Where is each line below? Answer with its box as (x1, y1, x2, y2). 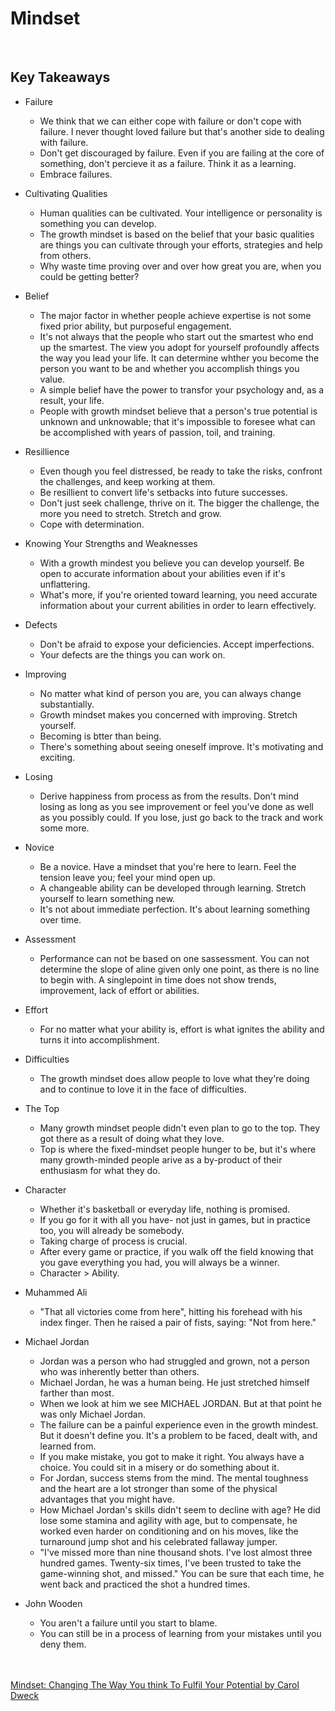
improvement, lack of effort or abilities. (39, 984, 200, 996)
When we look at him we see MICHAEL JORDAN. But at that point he (39, 1397, 322, 1409)
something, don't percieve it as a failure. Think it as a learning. (39, 157, 297, 169)
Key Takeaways (10, 69, 111, 86)
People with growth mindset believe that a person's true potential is (39, 405, 318, 417)
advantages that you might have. (39, 1493, 175, 1505)
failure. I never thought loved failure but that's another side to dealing (39, 125, 325, 137)
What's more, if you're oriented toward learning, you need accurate (39, 588, 318, 601)
